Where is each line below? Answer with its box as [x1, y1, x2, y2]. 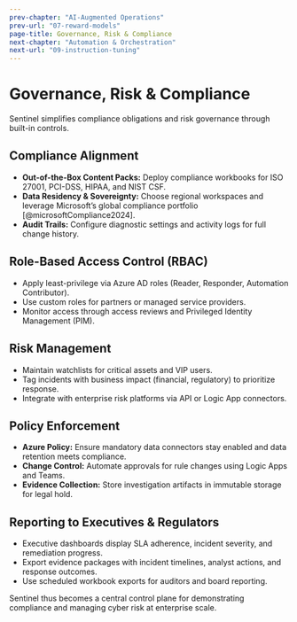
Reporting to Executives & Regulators [9, 515, 220, 530]
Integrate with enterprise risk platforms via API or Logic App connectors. [21, 393, 287, 403]
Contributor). [21, 287, 70, 298]
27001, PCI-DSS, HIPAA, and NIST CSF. [21, 181, 167, 191]
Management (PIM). [21, 315, 95, 326]
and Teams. [21, 470, 66, 481]
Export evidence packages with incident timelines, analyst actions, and [21, 557, 282, 568]
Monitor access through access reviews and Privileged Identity [21, 306, 253, 316]
